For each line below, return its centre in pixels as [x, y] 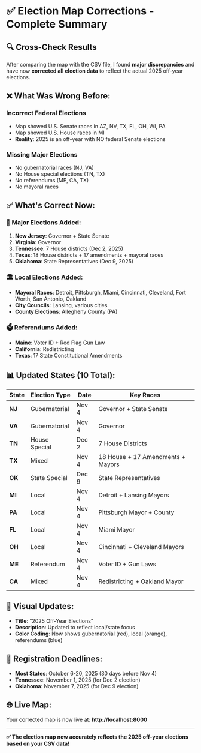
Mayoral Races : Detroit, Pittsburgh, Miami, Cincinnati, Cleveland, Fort [100, 292]
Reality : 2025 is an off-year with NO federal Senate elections [90, 139]
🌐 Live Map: [29, 705]
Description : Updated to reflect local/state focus [75, 627]
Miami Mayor [117, 530]
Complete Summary [57, 24]
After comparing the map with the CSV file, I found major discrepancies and [100, 64]
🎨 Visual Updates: [40, 606]
